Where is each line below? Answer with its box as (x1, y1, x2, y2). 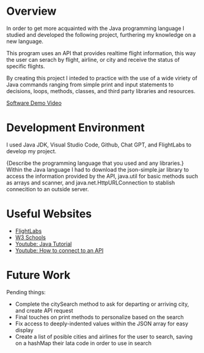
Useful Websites (6, 207, 92, 221)
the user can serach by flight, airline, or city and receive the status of (6, 56, 180, 63)
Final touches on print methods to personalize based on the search (15, 313, 184, 321)
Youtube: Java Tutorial (15, 240, 72, 248)
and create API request (15, 306, 73, 314)
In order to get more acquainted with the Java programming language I (6, 25, 184, 32)
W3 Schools (15, 233, 46, 241)
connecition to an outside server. (6, 185, 89, 192)
